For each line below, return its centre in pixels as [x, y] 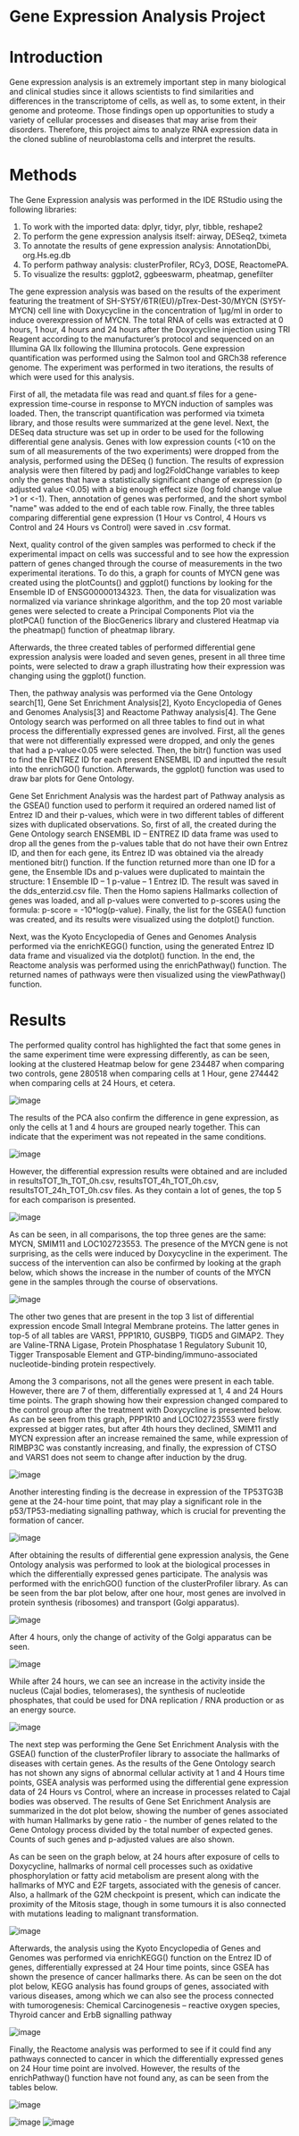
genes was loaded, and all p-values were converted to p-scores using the [145, 901]
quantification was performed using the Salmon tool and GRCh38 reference [148, 358]
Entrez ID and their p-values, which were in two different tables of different [147, 815]
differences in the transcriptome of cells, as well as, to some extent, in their [147, 101]
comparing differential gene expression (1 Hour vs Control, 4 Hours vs [138, 518]
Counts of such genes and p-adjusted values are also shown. [122, 1839]
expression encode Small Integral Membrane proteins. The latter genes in [144, 1326]
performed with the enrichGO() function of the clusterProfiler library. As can [149, 1583]
